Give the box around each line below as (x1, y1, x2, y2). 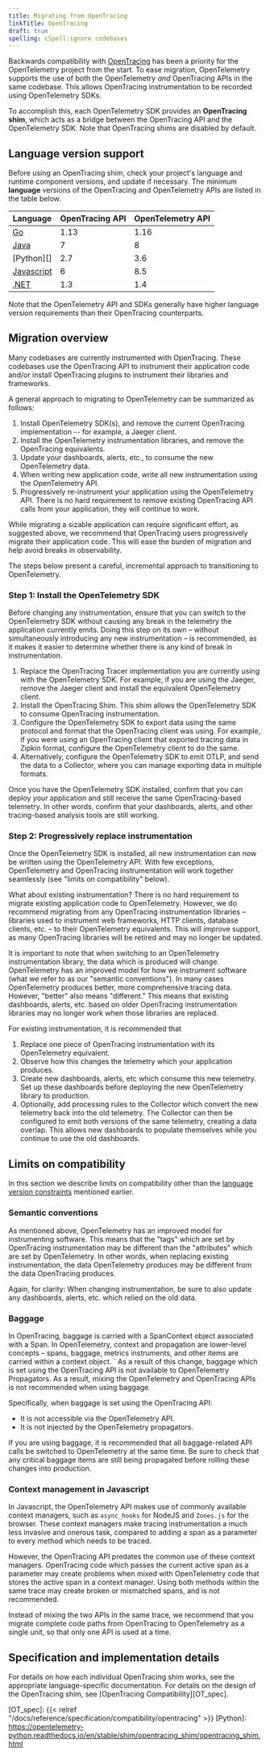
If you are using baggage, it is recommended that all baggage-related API (8, 1438, 252, 1447)
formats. (19, 769, 48, 778)
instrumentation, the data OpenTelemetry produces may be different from (8, 1260, 252, 1269)
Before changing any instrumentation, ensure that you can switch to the (8, 608, 247, 617)
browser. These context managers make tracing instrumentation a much (8, 1519, 248, 1529)
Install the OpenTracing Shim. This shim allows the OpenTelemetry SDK (19, 700, 256, 710)
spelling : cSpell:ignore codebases (8, 34, 128, 43)
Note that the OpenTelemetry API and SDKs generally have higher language (8, 300, 260, 309)
